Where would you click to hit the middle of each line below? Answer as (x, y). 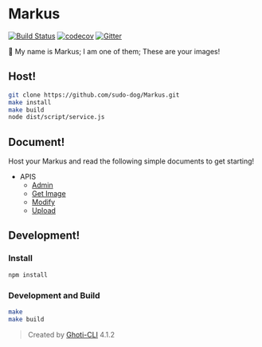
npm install (28, 275)
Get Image (49, 194)
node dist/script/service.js (57, 117)
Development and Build (55, 295)
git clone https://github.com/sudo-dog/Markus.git (94, 95)
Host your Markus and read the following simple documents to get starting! (131, 161)
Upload (43, 211)
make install (30, 102)
